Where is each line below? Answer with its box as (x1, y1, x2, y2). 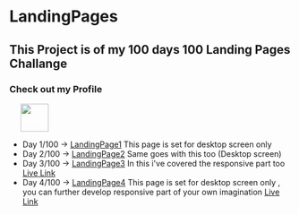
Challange (9, 56, 68, 71)
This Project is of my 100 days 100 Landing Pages (9, 42, 291, 57)
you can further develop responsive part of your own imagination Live (21, 186, 280, 197)
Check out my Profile (9, 82, 103, 95)
